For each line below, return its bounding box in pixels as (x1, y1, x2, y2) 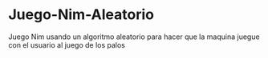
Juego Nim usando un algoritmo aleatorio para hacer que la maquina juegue (8, 32, 260, 41)
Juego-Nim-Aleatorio (8, 6, 155, 24)
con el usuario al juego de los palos (8, 40, 126, 49)
